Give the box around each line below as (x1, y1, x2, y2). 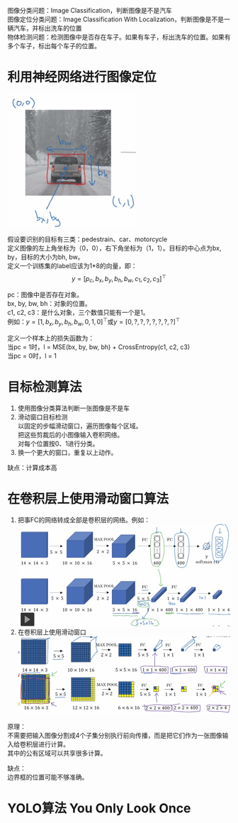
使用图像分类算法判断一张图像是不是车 (17, 404, 130, 412)
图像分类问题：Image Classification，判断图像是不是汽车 (7, 6, 172, 14)
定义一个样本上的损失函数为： (7, 333, 94, 342)
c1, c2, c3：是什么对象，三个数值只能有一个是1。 (7, 308, 150, 317)
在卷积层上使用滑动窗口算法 (7, 490, 169, 507)
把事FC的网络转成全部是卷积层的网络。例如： (17, 515, 151, 524)
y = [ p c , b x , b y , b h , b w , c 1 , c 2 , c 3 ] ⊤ (72, 272, 166, 285)
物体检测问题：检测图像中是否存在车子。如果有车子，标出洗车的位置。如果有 (7, 33, 231, 41)
